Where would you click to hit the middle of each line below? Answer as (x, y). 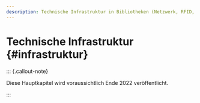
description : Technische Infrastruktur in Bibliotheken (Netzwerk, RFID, (101, 12)
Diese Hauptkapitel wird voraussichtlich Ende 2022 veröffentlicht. (87, 83)
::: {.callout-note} (27, 71)
